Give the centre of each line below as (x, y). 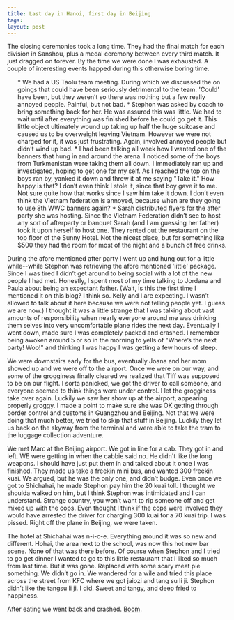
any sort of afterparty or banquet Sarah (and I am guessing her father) (118, 223)
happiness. (23, 596)
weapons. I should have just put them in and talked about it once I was (108, 464)
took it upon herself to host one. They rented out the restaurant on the (118, 230)
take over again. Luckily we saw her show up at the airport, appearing (107, 398)
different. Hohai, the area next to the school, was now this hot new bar (108, 544)
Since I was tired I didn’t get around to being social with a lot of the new (110, 273)
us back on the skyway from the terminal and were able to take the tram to (114, 428)
